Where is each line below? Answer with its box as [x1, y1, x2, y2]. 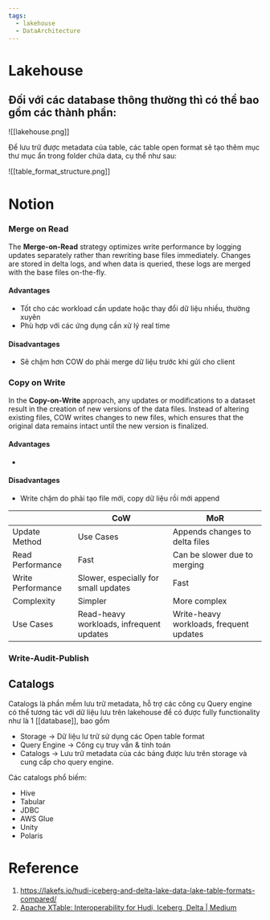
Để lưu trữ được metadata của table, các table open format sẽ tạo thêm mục [8, 142, 260, 153]
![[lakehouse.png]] [8, 127, 70, 137]
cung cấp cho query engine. [19, 757, 114, 767]
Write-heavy [172, 608, 222, 619]
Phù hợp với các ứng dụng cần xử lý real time [19, 321, 170, 330]
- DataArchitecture [15, 27, 81, 35]
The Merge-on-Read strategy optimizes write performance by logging [8, 242, 242, 251]
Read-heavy [77, 608, 126, 619]
